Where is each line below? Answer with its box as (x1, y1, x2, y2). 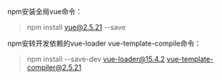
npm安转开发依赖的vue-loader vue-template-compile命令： (7, 38, 202, 48)
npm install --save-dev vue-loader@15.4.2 (26, 54, 165, 64)
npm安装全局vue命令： (7, 7, 83, 16)
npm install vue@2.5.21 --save (26, 23, 126, 31)
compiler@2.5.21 (26, 63, 82, 72)
